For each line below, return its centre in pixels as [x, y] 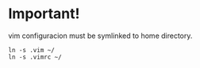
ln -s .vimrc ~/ [35, 57]
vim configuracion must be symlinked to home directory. [100, 36]
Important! [44, 14]
